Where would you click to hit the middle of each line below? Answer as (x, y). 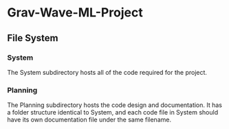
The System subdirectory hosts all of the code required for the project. (107, 72)
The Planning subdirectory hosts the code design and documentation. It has (115, 105)
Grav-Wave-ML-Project (75, 13)
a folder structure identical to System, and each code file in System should (113, 113)
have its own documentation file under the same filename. (89, 120)
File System (33, 38)
